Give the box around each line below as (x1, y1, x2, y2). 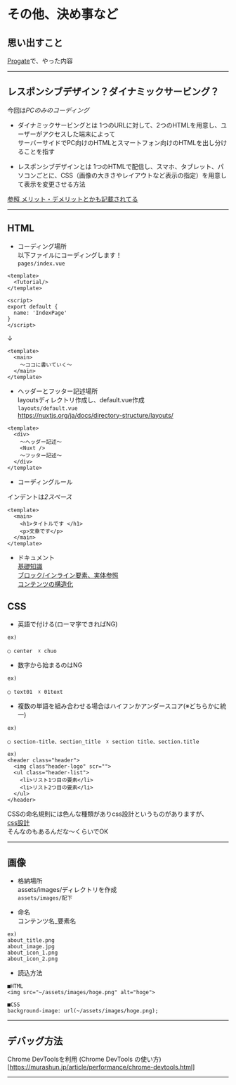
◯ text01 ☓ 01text (7, 688, 63, 696)
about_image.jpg (7, 943, 55, 950)
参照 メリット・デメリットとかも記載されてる (7, 194, 138, 203)
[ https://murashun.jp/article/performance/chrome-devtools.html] (7, 1063, 195, 1072)
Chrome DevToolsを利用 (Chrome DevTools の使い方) (7, 1055, 162, 1064)
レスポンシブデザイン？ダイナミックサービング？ (7, 86, 220, 98)
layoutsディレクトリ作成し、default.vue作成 (17, 395, 145, 404)
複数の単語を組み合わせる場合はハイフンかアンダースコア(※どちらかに (17, 702, 221, 710)
